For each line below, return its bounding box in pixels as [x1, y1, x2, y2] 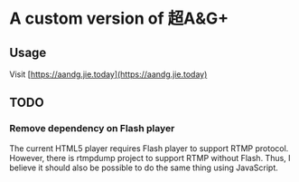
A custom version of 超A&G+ [9, 8, 229, 29]
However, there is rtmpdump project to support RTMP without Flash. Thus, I [9, 152, 291, 163]
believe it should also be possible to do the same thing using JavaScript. [9, 162, 278, 173]
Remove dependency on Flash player [9, 122, 175, 135]
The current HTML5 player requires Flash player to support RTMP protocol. [9, 142, 289, 154]
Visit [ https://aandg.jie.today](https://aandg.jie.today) [9, 69, 208, 80]
